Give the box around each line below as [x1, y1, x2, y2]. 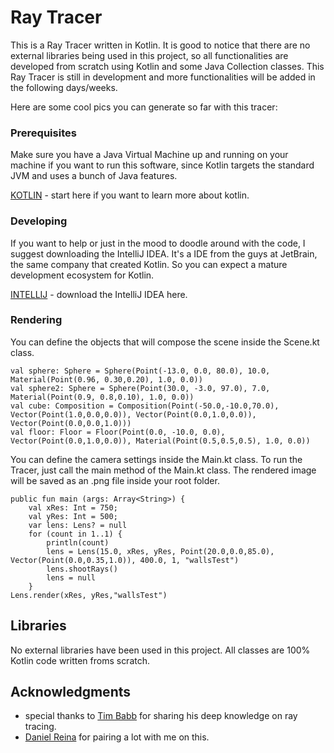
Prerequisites [10, 126, 77, 140]
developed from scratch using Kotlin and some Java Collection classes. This [10, 60, 325, 72]
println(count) [46, 537, 110, 548]
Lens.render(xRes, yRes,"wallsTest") [10, 590, 168, 600]
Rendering [10, 313, 63, 327]
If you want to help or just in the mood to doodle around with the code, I [10, 237, 306, 249]
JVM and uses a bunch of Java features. [10, 170, 178, 182]
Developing [10, 214, 68, 228]
